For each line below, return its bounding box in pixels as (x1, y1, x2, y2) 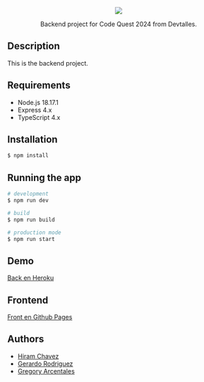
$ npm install (7, 152, 49, 159)
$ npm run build (7, 216, 55, 223)
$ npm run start (7, 235, 55, 242)
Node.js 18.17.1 (17, 98, 59, 106)
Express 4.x (17, 106, 52, 114)
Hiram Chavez (17, 352, 59, 360)
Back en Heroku (7, 273, 54, 282)
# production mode (7, 229, 61, 236)
